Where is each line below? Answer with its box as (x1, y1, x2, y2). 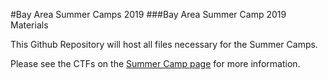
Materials (10, 19, 49, 31)
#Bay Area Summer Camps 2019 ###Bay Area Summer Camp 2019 (10, 9, 287, 20)
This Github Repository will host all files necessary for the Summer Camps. (10, 39, 318, 50)
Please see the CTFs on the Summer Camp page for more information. (10, 58, 301, 69)
